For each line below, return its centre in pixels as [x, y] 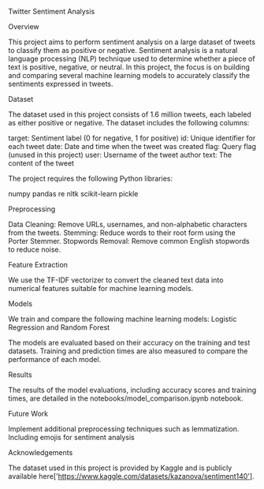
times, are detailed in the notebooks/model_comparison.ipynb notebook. [126, 398]
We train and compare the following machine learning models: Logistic [123, 319]
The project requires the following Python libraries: [91, 178]
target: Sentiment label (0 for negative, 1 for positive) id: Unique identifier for [132, 138]
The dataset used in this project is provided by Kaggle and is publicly [120, 468]
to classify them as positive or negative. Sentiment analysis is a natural [123, 50]
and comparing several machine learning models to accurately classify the [129, 75]
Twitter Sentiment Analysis [52, 11]
